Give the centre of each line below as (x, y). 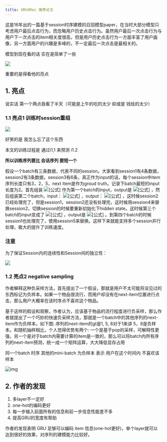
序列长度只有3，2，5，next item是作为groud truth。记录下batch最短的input (83, 183)
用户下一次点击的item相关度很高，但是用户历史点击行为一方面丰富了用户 (79, 37)
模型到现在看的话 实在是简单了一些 (41, 54)
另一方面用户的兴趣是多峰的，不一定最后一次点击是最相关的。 (77, 43)
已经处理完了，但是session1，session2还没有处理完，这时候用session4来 (80, 202)
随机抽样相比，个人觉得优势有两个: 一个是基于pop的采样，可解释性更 (89, 330)
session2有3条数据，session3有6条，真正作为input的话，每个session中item (83, 177)
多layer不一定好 (28, 399)
